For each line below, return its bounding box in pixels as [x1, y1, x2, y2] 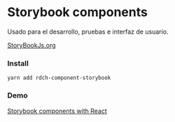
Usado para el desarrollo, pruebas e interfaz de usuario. [7, 27, 169, 36]
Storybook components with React [7, 107, 107, 115]
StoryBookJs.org [7, 41, 56, 49]
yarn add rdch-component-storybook [7, 74, 111, 81]
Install [7, 58, 29, 68]
